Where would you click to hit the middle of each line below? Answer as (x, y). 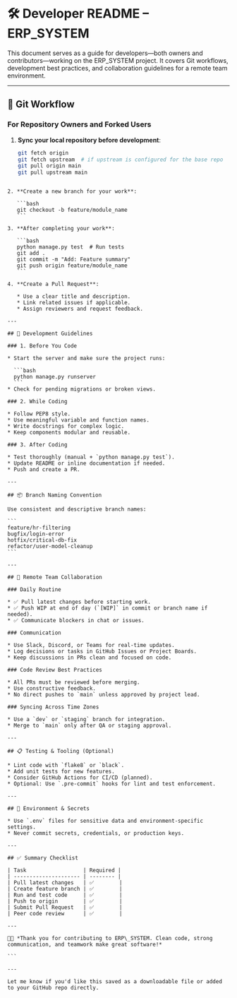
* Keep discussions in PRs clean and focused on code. (90, 658)
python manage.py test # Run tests (71, 247)
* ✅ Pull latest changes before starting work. (79, 602)
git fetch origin (43, 153)
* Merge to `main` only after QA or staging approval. (90, 726)
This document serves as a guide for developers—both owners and (105, 53)
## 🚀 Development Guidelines (50, 334)
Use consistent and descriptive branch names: (77, 509)
